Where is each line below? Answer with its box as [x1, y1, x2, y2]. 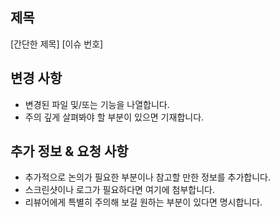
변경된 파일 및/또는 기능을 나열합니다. [24, 98, 170, 110]
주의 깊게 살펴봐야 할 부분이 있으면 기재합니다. [24, 111, 205, 123]
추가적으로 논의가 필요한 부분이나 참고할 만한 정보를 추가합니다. [24, 171, 272, 183]
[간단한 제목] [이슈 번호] [10, 38, 104, 50]
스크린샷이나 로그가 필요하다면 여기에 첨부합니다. [24, 184, 215, 196]
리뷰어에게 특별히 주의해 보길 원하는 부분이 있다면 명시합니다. [24, 196, 263, 208]
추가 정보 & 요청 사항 [10, 143, 129, 160]
